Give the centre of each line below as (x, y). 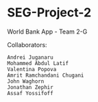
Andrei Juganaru (30, 57)
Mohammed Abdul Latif (38, 63)
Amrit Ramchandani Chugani (46, 75)
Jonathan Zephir (30, 87)
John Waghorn (26, 81)
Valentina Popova (32, 69)
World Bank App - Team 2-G (47, 31)
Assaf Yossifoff (30, 93)
